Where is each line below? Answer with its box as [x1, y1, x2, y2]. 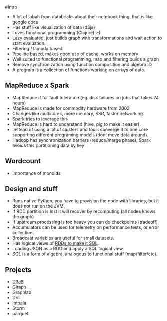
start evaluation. [12, 40, 46, 46]
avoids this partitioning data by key [12, 142, 85, 148]
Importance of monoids [12, 170, 61, 176]
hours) [12, 100, 26, 106]
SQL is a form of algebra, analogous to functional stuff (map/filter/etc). [12, 251, 158, 257]
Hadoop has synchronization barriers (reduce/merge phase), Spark [12, 137, 151, 143]
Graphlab [12, 289, 32, 295]
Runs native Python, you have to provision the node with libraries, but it [12, 198, 159, 204]
